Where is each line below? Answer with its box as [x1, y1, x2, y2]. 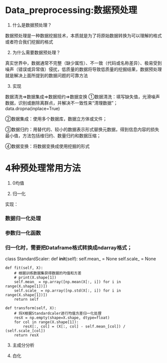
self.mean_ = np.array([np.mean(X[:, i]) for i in [14, 280, 121, 285]
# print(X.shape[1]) [14, 275, 57, 280]
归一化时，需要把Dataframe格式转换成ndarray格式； [5, 244, 133, 251]
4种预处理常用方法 [5, 163, 81, 174]
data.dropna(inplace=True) [5, 105, 60, 111]
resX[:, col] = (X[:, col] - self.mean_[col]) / [23, 324, 126, 329]
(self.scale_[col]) [5, 329, 46, 334]
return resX [14, 333, 39, 338]
